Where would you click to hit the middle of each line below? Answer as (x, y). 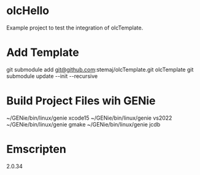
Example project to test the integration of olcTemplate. (75, 28)
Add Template (43, 52)
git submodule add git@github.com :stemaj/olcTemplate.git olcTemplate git (100, 69)
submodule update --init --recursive (52, 76)
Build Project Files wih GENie (81, 101)
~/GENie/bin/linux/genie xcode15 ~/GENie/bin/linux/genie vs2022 (89, 118)
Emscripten (36, 149)
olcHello (28, 11)
